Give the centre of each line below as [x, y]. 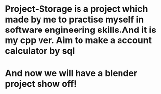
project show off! [41, 84]
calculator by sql [40, 51]
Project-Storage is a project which [77, 9]
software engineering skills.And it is [81, 30]
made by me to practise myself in [75, 19]
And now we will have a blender [71, 74]
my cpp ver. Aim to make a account [79, 41]
